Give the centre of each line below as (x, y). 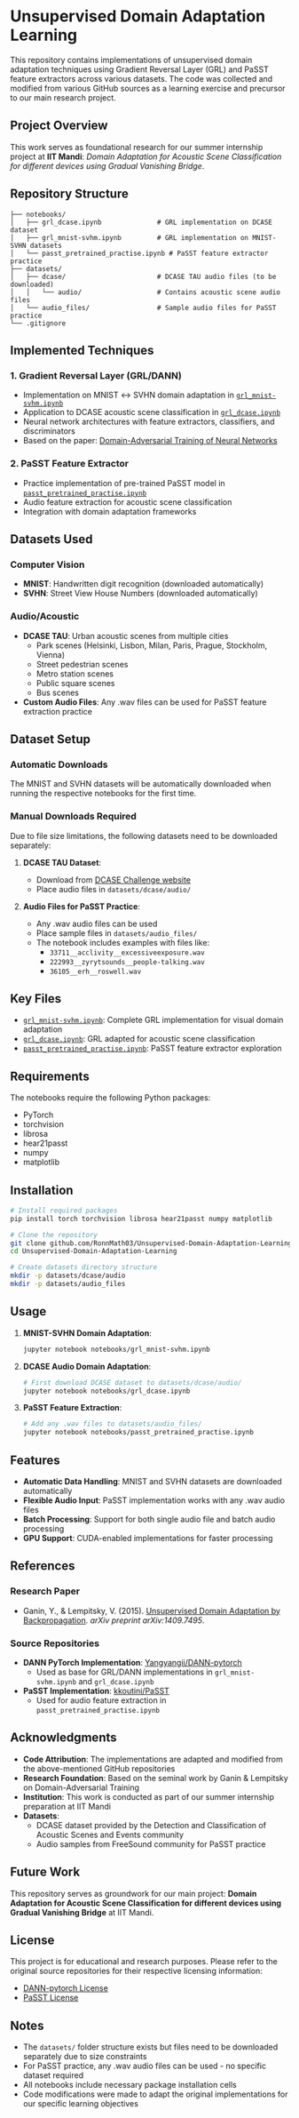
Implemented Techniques (82, 350)
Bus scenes (57, 692)
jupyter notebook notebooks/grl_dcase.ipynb (106, 1391)
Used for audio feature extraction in (101, 1700)
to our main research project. (63, 97)
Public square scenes (75, 683)
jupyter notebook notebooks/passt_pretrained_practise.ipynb (138, 1433)
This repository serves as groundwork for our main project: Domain (134, 1893)
